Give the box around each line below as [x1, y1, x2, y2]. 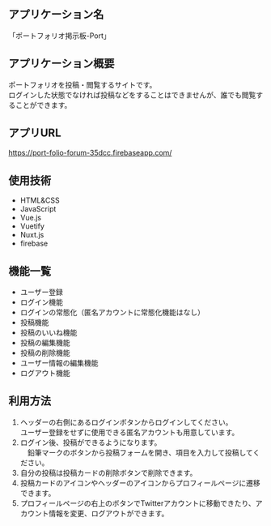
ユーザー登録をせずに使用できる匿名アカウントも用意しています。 [19, 427, 239, 437]
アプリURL [8, 126, 62, 140]
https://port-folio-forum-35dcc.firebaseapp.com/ [8, 148, 172, 158]
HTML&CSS [19, 195, 61, 205]
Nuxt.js [19, 230, 44, 240]
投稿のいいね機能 [19, 327, 78, 338]
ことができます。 [15, 100, 72, 109]
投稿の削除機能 [19, 348, 70, 358]
